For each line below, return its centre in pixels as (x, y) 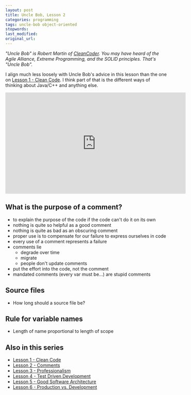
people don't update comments (54, 263)
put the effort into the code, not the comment (61, 268)
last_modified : (22, 34)
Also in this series (34, 347)
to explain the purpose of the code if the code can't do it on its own (84, 220)
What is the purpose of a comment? (64, 207)
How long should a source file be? (49, 303)
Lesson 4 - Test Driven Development (52, 376)
